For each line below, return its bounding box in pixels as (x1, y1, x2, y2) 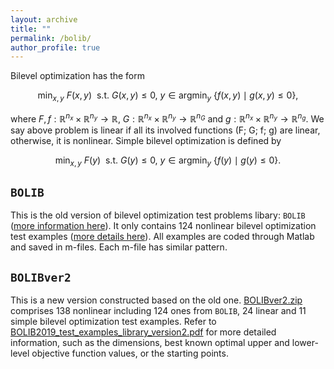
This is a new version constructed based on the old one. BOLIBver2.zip (10, 294, 303, 306)
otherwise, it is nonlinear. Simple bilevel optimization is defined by (10, 134, 282, 146)
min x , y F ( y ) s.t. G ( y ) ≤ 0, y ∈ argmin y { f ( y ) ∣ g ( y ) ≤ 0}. (54, 154, 282, 168)
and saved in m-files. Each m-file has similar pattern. (10, 241, 228, 253)
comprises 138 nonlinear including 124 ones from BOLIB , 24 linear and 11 (10, 305, 307, 317)
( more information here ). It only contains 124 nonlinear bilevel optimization (10, 220, 317, 232)
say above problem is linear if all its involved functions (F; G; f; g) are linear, (10, 124, 321, 136)
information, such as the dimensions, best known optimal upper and (10, 337, 290, 349)
